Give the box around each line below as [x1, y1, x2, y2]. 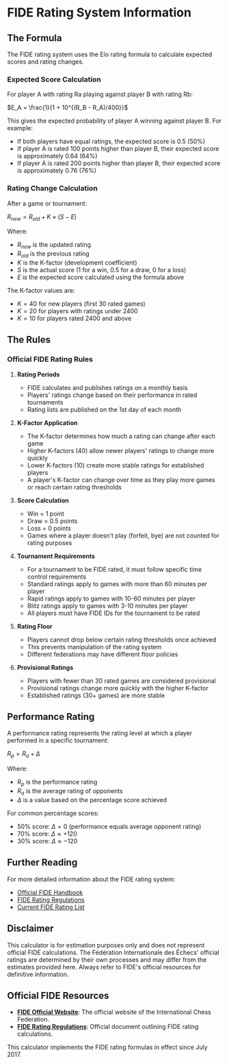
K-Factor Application [16, 418, 78, 426]
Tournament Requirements [16, 552, 96, 560]
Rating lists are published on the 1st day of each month [27, 405, 182, 413]
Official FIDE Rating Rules [7, 354, 94, 364]
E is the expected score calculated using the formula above [16, 273, 185, 281]
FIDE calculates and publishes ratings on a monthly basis [27, 383, 188, 391]
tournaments [27, 398, 64, 406]
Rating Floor [16, 622, 53, 630]
